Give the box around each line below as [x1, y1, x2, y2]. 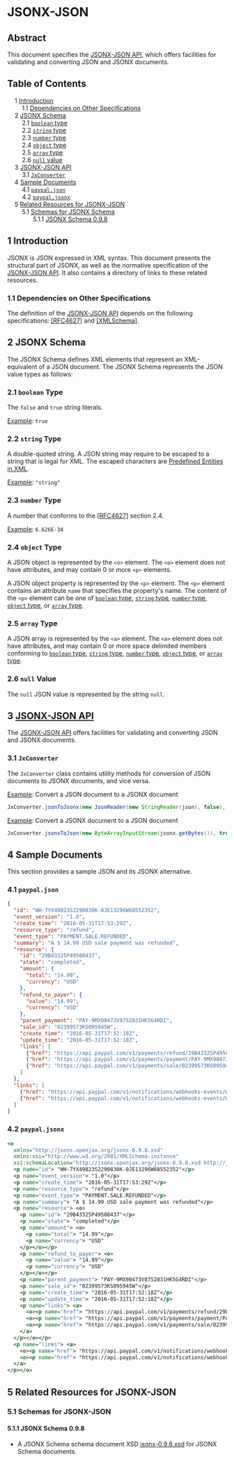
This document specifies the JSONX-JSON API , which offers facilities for [7, 50, 217, 59]
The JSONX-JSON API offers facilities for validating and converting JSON [7, 729, 218, 737]
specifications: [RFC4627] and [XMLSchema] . [7, 316, 139, 325]
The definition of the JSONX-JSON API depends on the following [7, 309, 194, 317]
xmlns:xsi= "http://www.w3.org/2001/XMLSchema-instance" [13, 1153, 179, 1160]
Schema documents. [17, 1447, 77, 1455]
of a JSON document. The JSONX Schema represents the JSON [38, 362, 223, 371]
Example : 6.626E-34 [7, 525, 64, 533]
